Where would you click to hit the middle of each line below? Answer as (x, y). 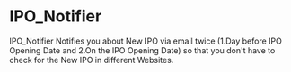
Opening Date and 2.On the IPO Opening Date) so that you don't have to (142, 50)
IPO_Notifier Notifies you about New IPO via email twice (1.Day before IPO (146, 41)
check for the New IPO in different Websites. (92, 60)
